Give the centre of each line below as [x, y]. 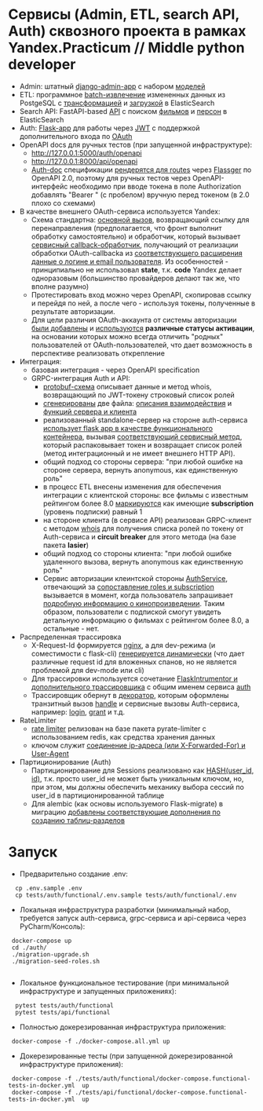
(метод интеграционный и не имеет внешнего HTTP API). [139, 453]
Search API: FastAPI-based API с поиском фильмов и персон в [123, 111]
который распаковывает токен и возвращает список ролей [142, 444]
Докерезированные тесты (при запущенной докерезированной [126, 1056]
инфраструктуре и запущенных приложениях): [98, 991]
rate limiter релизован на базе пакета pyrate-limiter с [119, 729]
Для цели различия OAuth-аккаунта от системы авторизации [134, 320]
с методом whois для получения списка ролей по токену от [143, 528]
